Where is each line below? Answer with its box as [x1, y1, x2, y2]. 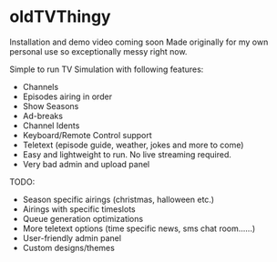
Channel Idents [22, 120, 80, 131]
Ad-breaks [22, 110, 64, 121]
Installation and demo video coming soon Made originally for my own [9, 36, 269, 47]
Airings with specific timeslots [22, 203, 136, 215]
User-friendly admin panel [22, 232, 121, 243]
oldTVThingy [9, 6, 111, 27]
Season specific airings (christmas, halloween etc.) [22, 194, 215, 205]
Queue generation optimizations [22, 213, 144, 224]
